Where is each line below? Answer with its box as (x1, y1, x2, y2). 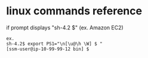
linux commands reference (6, 4, 142, 18)
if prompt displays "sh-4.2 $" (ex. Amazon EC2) (6, 24, 124, 31)
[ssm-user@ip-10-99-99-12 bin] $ (6, 46, 90, 52)
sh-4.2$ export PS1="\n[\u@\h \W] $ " (6, 41, 103, 47)
